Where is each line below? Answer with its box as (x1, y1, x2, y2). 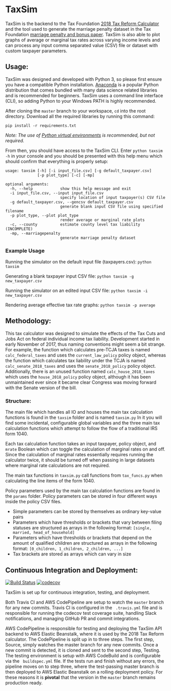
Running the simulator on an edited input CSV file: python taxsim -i (5, 287, 148, 294)
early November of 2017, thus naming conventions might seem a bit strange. (5, 341, 166, 347)
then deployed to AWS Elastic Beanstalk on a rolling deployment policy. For (5, 668, 163, 675)
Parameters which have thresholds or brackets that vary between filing (12, 519, 162, 525)
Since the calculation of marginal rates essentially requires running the (5, 452, 154, 458)
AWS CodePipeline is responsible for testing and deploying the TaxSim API (5, 625, 162, 631)
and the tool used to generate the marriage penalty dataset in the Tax (5, 26, 152, 32)
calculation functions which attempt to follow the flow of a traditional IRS (5, 426, 158, 432)
